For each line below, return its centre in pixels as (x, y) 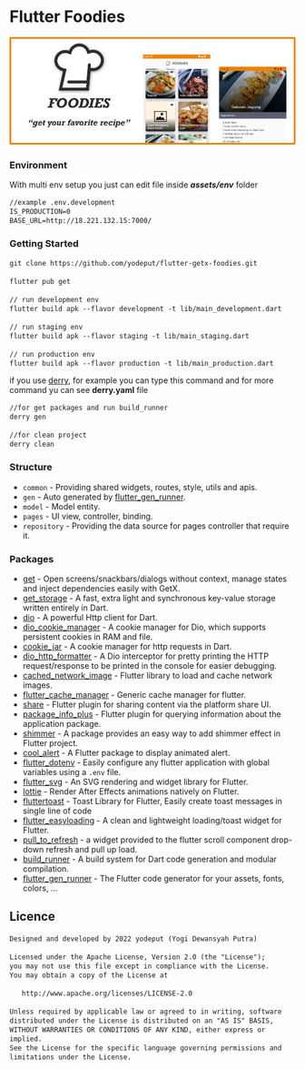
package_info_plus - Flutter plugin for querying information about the (152, 714)
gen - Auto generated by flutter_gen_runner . (104, 497)
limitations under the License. (70, 1057)
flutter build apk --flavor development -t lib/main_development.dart (146, 309)
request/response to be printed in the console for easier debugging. (149, 665)
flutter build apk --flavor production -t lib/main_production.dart (142, 364)
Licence (33, 917)
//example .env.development (63, 203)
